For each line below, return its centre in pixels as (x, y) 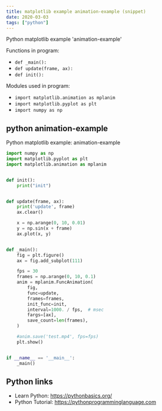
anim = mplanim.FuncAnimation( (55, 282)
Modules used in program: (38, 86)
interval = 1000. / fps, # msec (66, 310)
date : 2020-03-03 (27, 17)
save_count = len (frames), (58, 321)
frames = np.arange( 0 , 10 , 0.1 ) (56, 277)
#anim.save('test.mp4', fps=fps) (58, 337)
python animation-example (57, 128)
